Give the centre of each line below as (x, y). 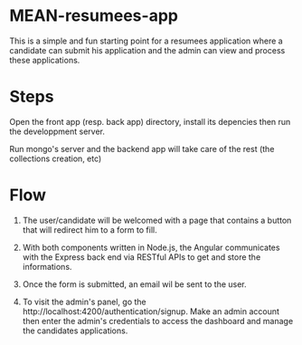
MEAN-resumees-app (94, 16)
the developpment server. (57, 131)
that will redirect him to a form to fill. (90, 230)
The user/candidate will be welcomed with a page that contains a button (157, 220)
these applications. (45, 60)
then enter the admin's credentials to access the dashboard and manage (158, 321)
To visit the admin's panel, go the (84, 302)
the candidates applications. (75, 331)
